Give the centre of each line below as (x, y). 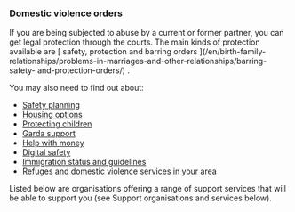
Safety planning (51, 105)
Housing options (52, 115)
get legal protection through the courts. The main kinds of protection (135, 42)
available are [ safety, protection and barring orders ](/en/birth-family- (138, 52)
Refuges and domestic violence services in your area (120, 171)
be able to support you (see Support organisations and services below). (141, 198)
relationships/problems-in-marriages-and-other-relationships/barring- (138, 61)
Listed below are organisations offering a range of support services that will (148, 189)
